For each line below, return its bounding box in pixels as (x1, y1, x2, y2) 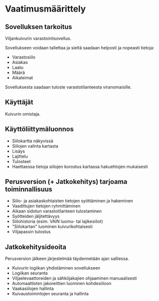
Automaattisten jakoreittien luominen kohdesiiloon (12, 281, 112, 286)
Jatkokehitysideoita (5, 243, 67, 251)
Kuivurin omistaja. (5, 111, 41, 117)
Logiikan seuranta (12, 270, 48, 276)
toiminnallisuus (5, 185, 52, 194)
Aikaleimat (12, 75, 33, 80)
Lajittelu (12, 153, 28, 159)
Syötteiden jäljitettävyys (12, 213, 60, 219)
